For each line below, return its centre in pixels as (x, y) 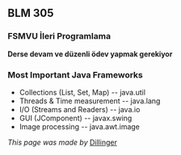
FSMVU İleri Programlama (59, 36)
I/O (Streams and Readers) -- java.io (80, 109)
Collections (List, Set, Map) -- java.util (82, 92)
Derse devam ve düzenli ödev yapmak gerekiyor (90, 54)
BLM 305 (31, 13)
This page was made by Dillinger (63, 142)
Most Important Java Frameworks (75, 74)
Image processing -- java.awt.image (80, 126)
